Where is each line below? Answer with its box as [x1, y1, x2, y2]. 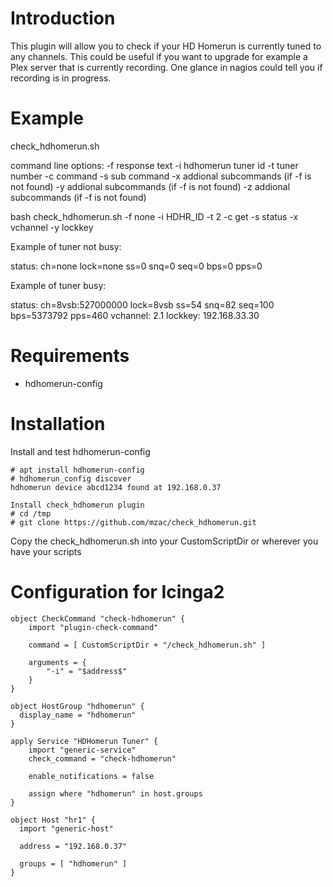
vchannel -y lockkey [10, 221, 94, 233]
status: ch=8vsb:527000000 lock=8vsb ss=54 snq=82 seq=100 [10, 298, 275, 311]
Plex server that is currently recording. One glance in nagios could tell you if [10, 61, 323, 73]
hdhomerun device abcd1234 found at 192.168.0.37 [10, 482, 222, 492]
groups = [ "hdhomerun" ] [19, 858, 128, 869]
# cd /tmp [10, 508, 52, 519]
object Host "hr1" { [10, 815, 97, 825]
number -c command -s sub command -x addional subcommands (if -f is [10, 170, 312, 182]
